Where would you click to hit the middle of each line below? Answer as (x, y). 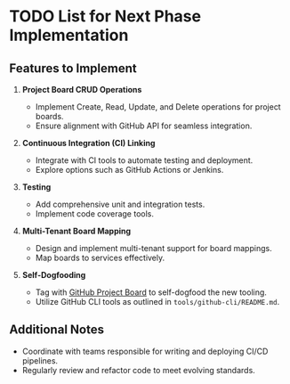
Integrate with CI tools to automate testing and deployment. (144, 160)
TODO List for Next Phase (105, 16)
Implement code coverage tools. (94, 214)
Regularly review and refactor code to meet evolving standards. (138, 370)
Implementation (69, 35)
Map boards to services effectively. (100, 257)
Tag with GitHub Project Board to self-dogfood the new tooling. (151, 292)
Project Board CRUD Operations (82, 90)
